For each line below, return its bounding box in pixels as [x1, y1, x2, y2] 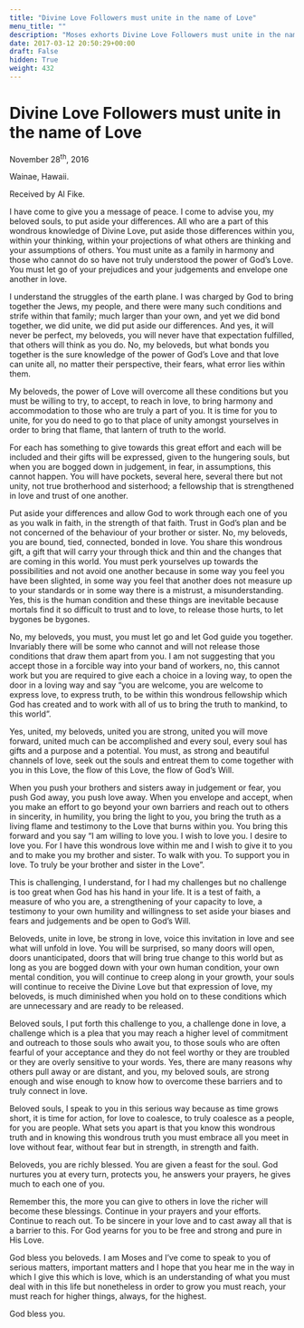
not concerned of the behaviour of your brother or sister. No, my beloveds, [9, 527, 288, 538]
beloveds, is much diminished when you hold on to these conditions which [9, 991, 287, 1002]
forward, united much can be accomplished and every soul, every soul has [9, 736, 288, 747]
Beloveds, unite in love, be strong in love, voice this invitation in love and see [9, 933, 295, 944]
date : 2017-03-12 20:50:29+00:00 [9, 38, 136, 48]
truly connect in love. [9, 1086, 88, 1097]
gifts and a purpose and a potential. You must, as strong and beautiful [9, 746, 270, 757]
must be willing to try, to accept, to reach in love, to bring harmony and [9, 395, 273, 406]
